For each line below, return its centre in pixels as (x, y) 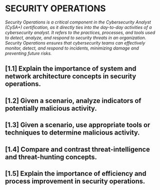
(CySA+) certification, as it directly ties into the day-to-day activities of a (79, 27)
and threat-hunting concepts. (51, 157)
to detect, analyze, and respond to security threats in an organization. (76, 38)
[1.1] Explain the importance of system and (71, 69)
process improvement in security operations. (75, 181)
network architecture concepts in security (71, 76)
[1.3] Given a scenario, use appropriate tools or (78, 125)
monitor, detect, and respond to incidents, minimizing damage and (72, 48)
